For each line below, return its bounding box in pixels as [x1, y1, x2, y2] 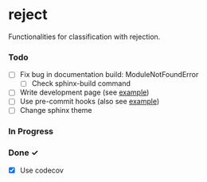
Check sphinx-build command [31, 79, 131, 88]
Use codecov [19, 165, 64, 175]
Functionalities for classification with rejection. [8, 32, 161, 41]
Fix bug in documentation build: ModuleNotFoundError [19, 70, 199, 79]
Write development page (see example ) [19, 87, 150, 97]
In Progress [8, 126, 54, 137]
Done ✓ [8, 147, 39, 158]
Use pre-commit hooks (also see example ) [19, 97, 160, 106]
